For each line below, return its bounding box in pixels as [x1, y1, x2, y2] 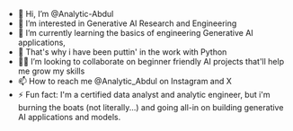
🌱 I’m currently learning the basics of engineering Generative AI [17, 28, 253, 38]
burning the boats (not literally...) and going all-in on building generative [17, 102, 284, 112]
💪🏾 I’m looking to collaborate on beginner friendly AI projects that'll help [17, 57, 285, 66]
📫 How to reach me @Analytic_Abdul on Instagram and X [17, 76, 232, 86]
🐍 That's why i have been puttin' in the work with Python [17, 47, 227, 57]
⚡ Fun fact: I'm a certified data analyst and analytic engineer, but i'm [17, 90, 271, 100]
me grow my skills [17, 65, 85, 76]
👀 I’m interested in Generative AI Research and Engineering [17, 18, 237, 29]
